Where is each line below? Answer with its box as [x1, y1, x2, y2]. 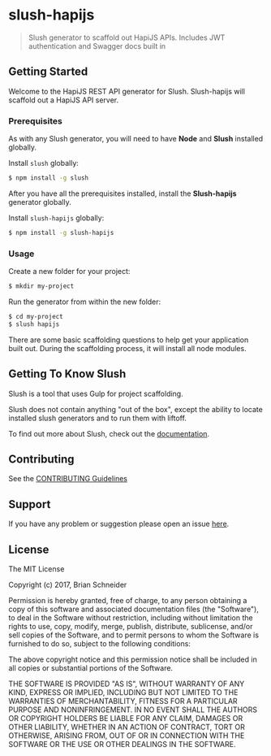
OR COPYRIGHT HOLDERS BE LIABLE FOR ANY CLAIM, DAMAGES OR [8, 713, 243, 723]
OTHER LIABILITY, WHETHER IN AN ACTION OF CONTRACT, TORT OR [8, 722, 245, 732]
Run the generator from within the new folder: [8, 297, 161, 306]
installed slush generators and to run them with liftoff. [8, 413, 187, 423]
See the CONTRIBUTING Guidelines [8, 474, 128, 484]
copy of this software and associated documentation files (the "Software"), [8, 604, 260, 614]
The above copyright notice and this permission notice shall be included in [8, 654, 257, 664]
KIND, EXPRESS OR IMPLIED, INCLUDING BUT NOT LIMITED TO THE [8, 687, 239, 697]
